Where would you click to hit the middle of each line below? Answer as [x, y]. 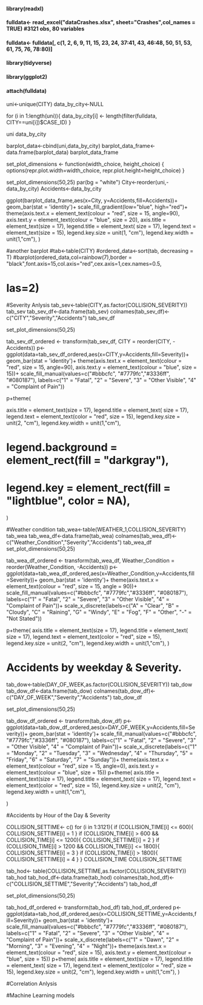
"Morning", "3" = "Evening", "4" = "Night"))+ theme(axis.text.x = [87, 946]
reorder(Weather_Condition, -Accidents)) [57, 567]
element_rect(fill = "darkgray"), [88, 460]
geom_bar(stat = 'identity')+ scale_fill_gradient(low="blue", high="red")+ [97, 207]
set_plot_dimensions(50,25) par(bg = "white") [63, 183]
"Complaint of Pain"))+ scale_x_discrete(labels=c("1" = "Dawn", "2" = [93, 939]
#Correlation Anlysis [32, 984]
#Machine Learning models [40, 995]
